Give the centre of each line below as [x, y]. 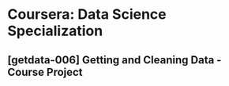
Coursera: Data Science [87, 14]
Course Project [45, 72]
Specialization [55, 31]
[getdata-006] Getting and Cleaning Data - [114, 60]
